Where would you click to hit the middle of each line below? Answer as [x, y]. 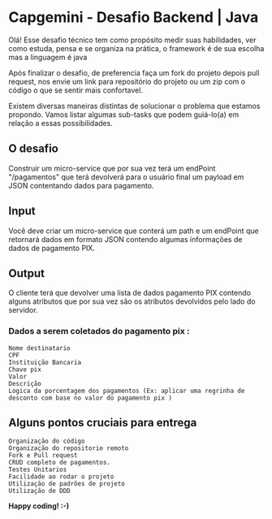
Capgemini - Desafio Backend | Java [134, 17]
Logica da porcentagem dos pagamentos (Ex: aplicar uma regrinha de [127, 391]
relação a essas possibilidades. [61, 123]
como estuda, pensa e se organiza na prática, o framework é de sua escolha [136, 48]
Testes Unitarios [38, 470]
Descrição [25, 383]
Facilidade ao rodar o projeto [61, 477]
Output [26, 273]
